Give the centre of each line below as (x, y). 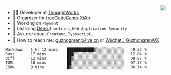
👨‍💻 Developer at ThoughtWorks (46, 12)
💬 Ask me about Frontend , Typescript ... (54, 34)
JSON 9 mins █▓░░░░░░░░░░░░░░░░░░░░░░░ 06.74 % (76, 67)
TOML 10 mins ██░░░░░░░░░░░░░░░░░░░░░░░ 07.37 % (76, 63)
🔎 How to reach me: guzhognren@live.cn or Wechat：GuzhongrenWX (86, 40)
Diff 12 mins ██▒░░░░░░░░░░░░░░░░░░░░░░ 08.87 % (76, 58)
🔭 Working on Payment (35, 23)
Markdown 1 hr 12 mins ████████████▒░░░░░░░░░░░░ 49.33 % (76, 50)
